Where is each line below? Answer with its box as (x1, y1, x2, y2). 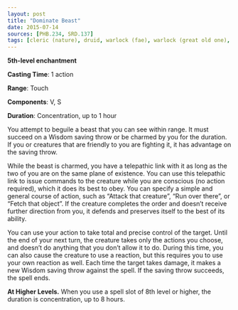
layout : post (7, 10, 46, 18)
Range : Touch (7, 84, 49, 92)
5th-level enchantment (7, 56, 77, 65)
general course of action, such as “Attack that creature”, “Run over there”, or (7, 192, 230, 201)
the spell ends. (7, 274, 51, 282)
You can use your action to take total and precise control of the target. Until (7, 228, 228, 237)
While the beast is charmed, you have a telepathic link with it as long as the (7, 161, 227, 171)
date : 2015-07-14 (7, 23, 59, 31)
